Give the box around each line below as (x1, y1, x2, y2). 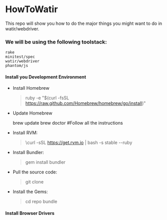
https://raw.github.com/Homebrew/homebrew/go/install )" (25, 100, 146, 106)
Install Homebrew (12, 85, 50, 91)
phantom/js (5, 63, 28, 68)
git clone (25, 179, 44, 185)
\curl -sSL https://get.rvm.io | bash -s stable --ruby (25, 139, 132, 145)
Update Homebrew (12, 110, 52, 116)
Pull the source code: (12, 169, 57, 175)
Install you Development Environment (5, 74, 86, 80)
